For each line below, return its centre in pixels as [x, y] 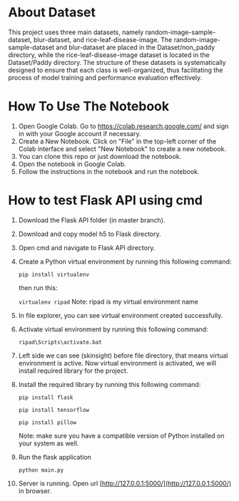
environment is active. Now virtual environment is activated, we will [117, 363]
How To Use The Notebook [89, 107]
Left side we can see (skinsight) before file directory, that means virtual [123, 355]
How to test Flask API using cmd [105, 201]
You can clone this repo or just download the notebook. [100, 156]
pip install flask [46, 397]
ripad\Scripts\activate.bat [60, 342]
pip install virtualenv [54, 274]
